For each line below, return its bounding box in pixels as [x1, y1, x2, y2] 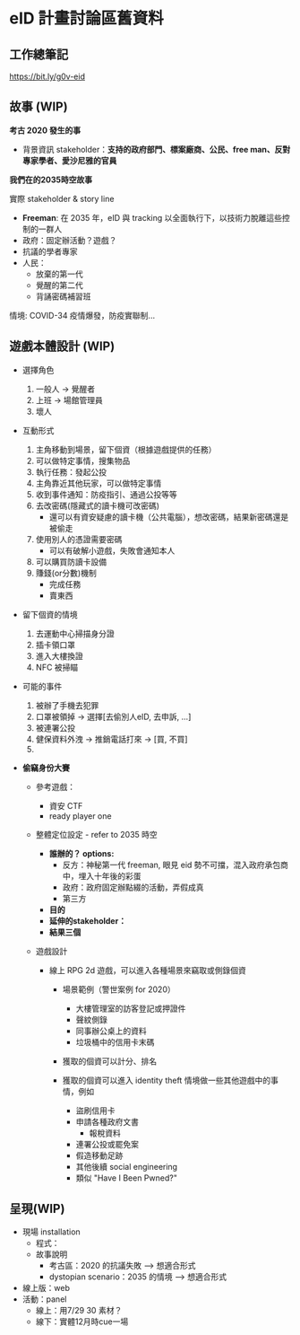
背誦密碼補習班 [35, 291, 91, 302]
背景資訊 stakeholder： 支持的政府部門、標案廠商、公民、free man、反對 [21, 144, 291, 154]
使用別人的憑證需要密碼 [35, 533, 123, 544]
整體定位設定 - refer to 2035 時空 [35, 829, 159, 839]
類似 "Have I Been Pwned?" [75, 1173, 177, 1183]
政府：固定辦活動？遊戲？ [21, 234, 117, 245]
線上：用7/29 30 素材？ [35, 1305, 123, 1316]
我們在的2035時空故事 [9, 174, 93, 185]
